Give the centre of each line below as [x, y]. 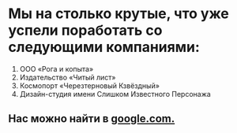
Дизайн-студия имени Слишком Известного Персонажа [115, 94]
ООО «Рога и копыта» [56, 68]
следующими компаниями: [104, 47]
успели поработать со [85, 30]
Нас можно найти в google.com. [92, 119]
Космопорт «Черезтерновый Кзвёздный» [90, 85]
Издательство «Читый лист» [68, 77]
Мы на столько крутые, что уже [118, 14]
